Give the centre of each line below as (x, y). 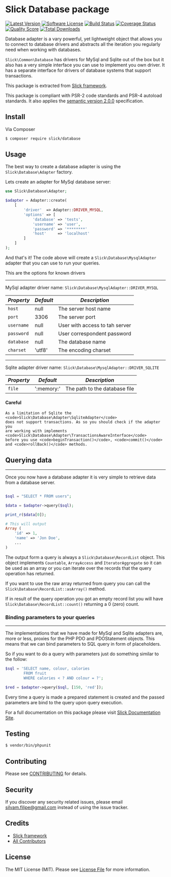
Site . (10, 717)
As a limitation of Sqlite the (38, 413)
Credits (17, 823)
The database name (82, 341)
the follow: (16, 659)
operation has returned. (30, 573)
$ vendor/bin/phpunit (28, 746)
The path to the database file (100, 388)
